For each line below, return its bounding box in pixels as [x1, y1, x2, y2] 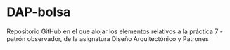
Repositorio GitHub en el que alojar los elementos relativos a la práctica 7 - [6, 27, 223, 35]
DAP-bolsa [6, 4, 71, 20]
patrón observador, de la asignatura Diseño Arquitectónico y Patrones [6, 34, 209, 42]
